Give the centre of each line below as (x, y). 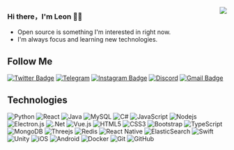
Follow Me (30, 61)
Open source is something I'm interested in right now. (94, 32)
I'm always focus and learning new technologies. (87, 40)
